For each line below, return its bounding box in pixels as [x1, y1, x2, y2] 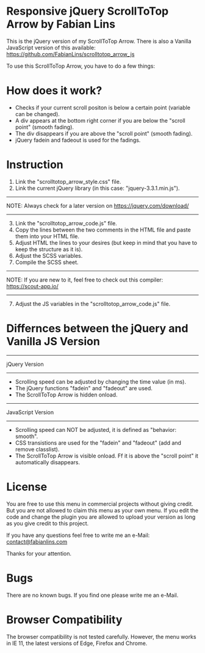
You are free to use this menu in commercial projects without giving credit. [6, 500, 193, 508]
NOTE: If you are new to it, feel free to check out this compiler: [6, 276, 164, 283]
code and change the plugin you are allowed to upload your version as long [6, 513, 196, 520]
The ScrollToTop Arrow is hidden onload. [15, 391, 118, 398]
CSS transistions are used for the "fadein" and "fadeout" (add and [15, 439, 182, 447]
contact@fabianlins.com [6, 538, 68, 545]
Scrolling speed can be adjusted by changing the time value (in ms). [15, 378, 186, 385]
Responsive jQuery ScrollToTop [6, 4, 169, 18]
